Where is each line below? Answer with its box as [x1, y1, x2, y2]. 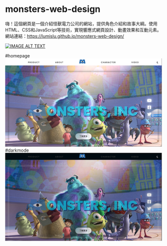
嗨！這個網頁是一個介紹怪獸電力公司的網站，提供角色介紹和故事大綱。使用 [5, 20, 158, 26]
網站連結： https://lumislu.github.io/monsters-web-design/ [5, 33, 124, 39]
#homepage [5, 52, 30, 58]
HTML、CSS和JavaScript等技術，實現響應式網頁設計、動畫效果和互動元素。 [5, 26, 162, 33]
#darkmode [5, 147, 29, 153]
